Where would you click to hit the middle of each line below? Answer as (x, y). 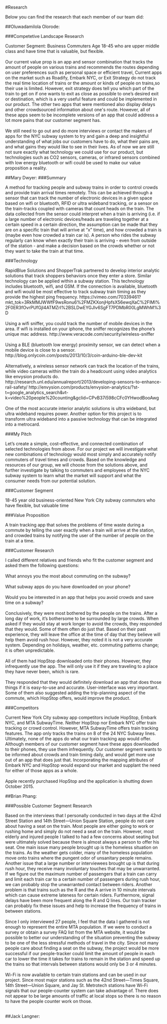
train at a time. (20, 541)
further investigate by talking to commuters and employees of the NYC (78, 470)
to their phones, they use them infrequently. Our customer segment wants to (83, 749)
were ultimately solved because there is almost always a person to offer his (82, 842)
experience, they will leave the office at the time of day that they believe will (83, 634)
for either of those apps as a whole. (42, 770)
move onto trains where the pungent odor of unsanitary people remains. (79, 858)
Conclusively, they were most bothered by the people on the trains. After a (81, 613)
